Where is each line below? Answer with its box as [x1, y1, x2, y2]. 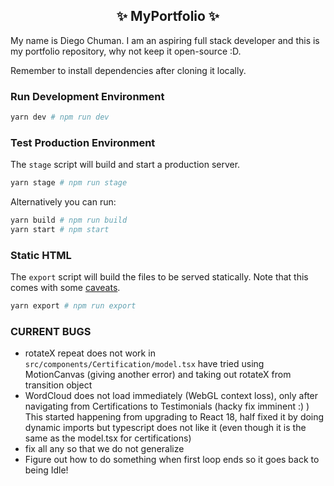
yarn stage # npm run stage [10, 178, 128, 188]
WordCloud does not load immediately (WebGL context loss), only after [24, 390, 319, 402]
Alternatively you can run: [10, 196, 117, 208]
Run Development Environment [10, 89, 165, 103]
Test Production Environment [10, 135, 156, 149]
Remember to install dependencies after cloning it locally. [10, 64, 247, 76]
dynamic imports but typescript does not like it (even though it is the [24, 422, 307, 434]
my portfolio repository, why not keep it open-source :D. [10, 45, 242, 57]
